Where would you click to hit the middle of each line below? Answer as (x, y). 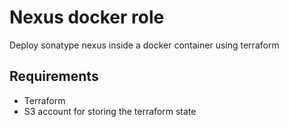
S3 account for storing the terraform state (110, 111)
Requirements (54, 76)
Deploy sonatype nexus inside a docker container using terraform (144, 45)
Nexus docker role (87, 17)
